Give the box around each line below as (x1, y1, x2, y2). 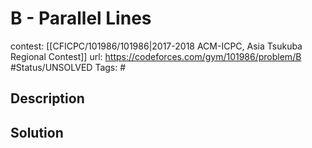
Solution (10, 124, 64, 141)
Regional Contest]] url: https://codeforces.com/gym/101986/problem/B (10, 50, 302, 62)
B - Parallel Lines (10, 7, 152, 30)
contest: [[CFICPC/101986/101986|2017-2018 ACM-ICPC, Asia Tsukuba (10, 40, 303, 52)
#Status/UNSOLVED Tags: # (10, 61, 127, 73)
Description (10, 90, 85, 107)
